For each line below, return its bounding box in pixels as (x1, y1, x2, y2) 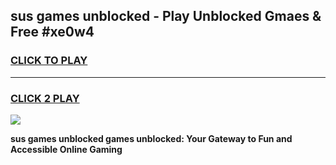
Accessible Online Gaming (10, 143, 123, 155)
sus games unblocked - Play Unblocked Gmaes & (10, 8, 322, 25)
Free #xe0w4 (10, 24, 95, 41)
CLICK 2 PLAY (10, 91, 80, 105)
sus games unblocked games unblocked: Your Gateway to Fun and (10, 132, 293, 144)
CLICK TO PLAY (10, 54, 88, 68)
